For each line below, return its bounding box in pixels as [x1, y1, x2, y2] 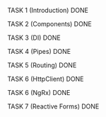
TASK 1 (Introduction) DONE [7, 6, 88, 14]
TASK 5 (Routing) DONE [7, 61, 77, 69]
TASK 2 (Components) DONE [7, 20, 92, 28]
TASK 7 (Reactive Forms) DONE [7, 102, 100, 111]
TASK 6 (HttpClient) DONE [7, 74, 84, 83]
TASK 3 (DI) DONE [7, 33, 61, 42]
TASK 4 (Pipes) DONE [7, 48, 71, 55]
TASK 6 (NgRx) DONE [7, 89, 71, 96]
